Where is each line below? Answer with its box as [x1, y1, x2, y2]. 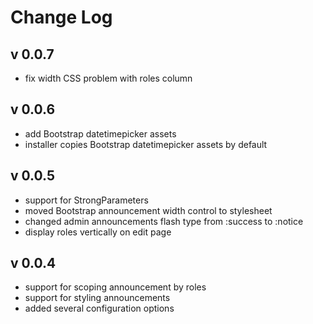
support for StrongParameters [24, 194, 149, 206]
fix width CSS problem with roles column [24, 72, 193, 84]
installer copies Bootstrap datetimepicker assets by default [24, 138, 268, 150]
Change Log [10, 6, 113, 29]
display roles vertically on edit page [24, 226, 172, 238]
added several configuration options [24, 302, 175, 315]
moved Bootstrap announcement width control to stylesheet [24, 204, 273, 216]
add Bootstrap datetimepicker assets [24, 127, 177, 140]
